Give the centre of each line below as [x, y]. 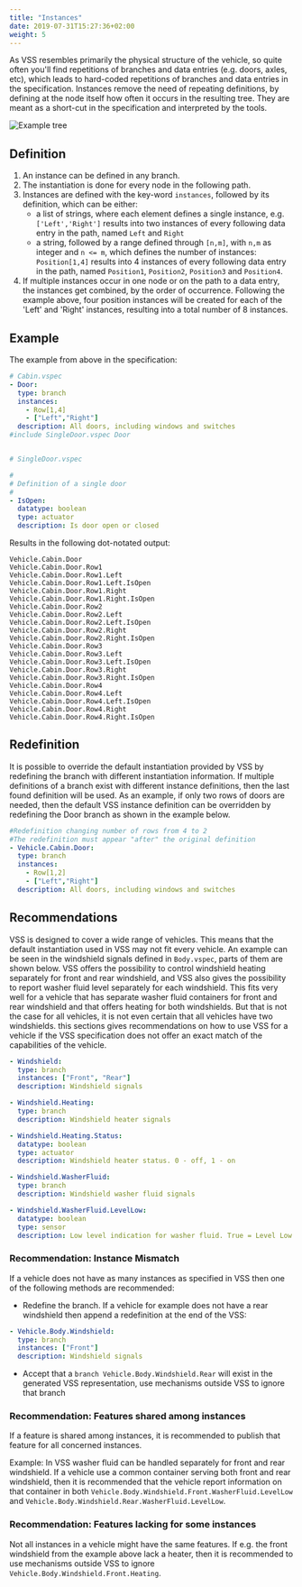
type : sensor [42, 1227]
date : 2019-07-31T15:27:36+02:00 [72, 26]
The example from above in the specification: [93, 360]
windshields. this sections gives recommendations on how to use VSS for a [149, 1025]
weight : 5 [28, 34]
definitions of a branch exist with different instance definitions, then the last [150, 785]
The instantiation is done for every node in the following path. [136, 185]
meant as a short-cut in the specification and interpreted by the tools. [138, 108]
